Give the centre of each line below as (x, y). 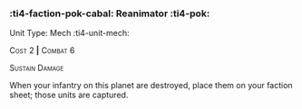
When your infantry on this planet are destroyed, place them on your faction (151, 86)
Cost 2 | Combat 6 (42, 50)
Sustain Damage (37, 68)
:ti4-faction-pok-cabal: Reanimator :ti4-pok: (110, 14)
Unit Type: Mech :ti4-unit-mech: (69, 33)
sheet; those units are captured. (69, 95)
